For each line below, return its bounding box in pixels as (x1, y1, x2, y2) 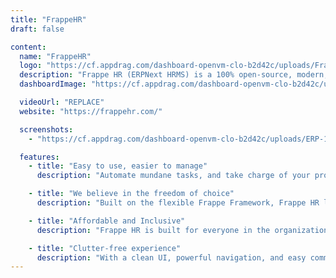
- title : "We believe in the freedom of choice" (28, 189, 235, 199)
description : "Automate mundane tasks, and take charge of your (36, 171, 311, 181)
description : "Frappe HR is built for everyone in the (36, 225, 271, 235)
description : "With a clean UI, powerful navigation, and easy (36, 252, 307, 263)
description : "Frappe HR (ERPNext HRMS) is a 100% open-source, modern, (19, 70, 329, 80)
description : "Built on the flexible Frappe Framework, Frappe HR (36, 198, 320, 208)
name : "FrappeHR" (19, 51, 92, 61)
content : (10, 42, 47, 52)
